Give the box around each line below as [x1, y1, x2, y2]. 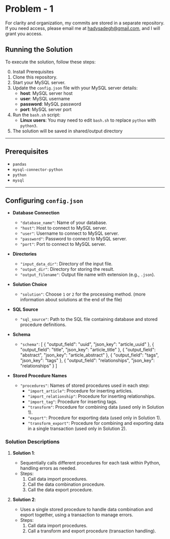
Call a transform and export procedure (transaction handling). [27, 528, 156, 534]
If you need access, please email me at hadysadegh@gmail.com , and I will [5, 25, 160, 31]
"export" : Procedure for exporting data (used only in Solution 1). [27, 415, 161, 421]
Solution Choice [12, 281, 47, 288]
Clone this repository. [12, 74, 58, 80]
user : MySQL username [20, 95, 70, 101]
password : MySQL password [20, 101, 81, 107]
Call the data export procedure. [27, 486, 93, 492]
